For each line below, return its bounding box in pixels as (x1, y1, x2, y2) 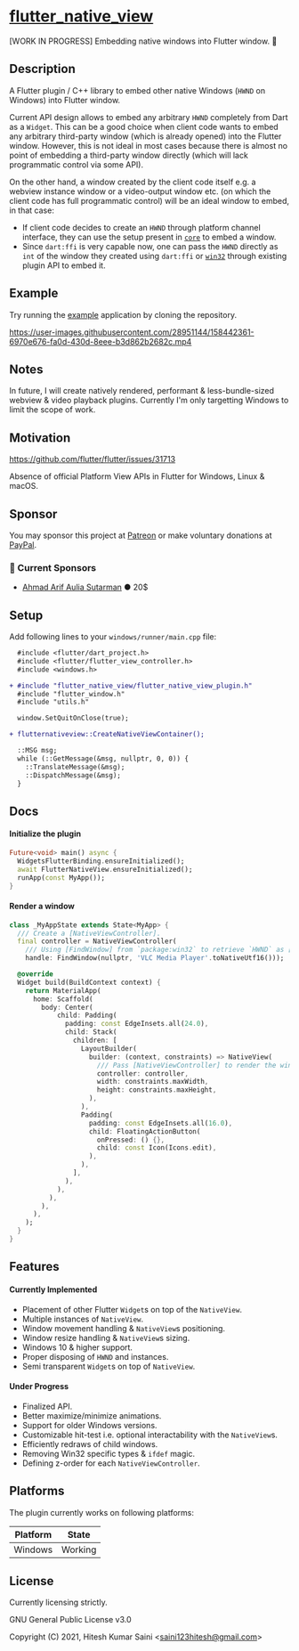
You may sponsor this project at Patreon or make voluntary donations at (9, 530, 273, 541)
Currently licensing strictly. (9, 1597, 109, 1608)
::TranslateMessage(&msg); (25, 762, 125, 771)
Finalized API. (21, 1401, 73, 1411)
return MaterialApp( (25, 986, 101, 995)
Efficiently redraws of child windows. (21, 1438, 158, 1449)
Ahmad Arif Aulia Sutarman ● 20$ (21, 582, 149, 593)
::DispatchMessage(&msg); (25, 770, 122, 780)
